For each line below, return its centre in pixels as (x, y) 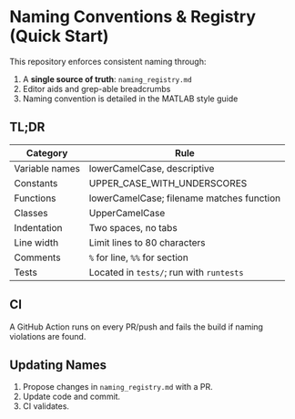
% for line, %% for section (138, 257)
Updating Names (58, 365)
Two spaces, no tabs (133, 227)
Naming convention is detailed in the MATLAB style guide (130, 99)
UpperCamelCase (127, 213)
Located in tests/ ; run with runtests (166, 272)
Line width (36, 242)
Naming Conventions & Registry (133, 17)
